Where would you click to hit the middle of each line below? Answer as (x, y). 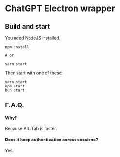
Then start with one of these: (34, 73)
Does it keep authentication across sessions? (52, 140)
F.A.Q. (15, 105)
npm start (15, 86)
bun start (15, 90)
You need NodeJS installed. (33, 38)
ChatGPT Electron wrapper (60, 9)
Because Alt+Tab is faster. (31, 128)
